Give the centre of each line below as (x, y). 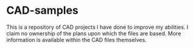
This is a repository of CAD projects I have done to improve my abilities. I (97, 27)
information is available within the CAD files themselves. (77, 40)
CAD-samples (43, 10)
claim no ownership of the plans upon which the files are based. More (94, 33)
